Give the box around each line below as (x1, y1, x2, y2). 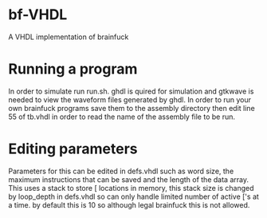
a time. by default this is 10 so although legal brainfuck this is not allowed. (8, 200, 250, 209)
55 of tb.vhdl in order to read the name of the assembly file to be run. (8, 112, 236, 121)
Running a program (8, 60, 138, 78)
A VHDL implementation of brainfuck (8, 32, 129, 42)
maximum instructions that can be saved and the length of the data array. (8, 174, 249, 184)
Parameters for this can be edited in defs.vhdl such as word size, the (8, 166, 234, 176)
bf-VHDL (8, 6, 68, 24)
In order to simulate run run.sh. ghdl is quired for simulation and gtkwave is (8, 86, 254, 96)
